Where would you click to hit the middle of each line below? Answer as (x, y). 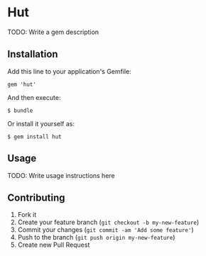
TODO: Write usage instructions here (61, 175)
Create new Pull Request (54, 245)
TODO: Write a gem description (53, 32)
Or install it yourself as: (41, 123)
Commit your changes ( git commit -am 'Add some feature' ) (105, 230)
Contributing (36, 197)
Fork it (27, 215)
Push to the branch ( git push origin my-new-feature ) (96, 238)
